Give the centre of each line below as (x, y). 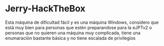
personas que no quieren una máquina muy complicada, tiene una (73, 33)
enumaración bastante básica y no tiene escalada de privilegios (70, 38)
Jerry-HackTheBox (45, 9)
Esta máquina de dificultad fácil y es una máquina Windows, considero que (82, 22)
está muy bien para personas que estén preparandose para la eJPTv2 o (79, 27)
